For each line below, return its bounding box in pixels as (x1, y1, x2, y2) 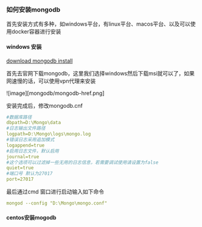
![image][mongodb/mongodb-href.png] (6, 89, 105, 97)
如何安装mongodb (6, 5, 61, 13)
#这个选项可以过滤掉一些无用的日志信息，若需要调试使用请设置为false (6, 159, 159, 166)
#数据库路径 (6, 114, 32, 120)
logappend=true (6, 142, 45, 148)
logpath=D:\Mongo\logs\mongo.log (6, 131, 91, 138)
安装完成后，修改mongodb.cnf (6, 102, 83, 109)
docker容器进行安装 (11, 28, 61, 35)
